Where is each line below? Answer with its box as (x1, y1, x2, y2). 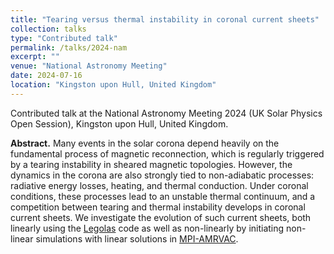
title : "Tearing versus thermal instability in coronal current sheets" (10, 14, 320, 25)
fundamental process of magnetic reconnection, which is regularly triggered (10, 147, 325, 160)
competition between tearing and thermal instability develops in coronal (10, 201, 306, 213)
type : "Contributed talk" (10, 33, 118, 43)
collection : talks (10, 24, 87, 34)
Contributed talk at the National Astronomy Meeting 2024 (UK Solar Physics (10, 107, 323, 119)
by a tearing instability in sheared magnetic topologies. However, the (10, 158, 293, 170)
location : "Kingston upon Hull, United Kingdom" (10, 80, 217, 90)
